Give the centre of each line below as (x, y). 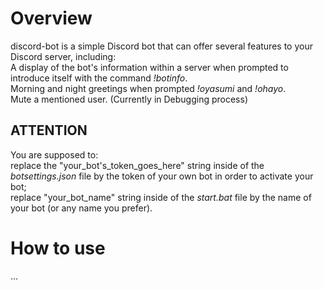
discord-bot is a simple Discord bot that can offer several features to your (161, 46)
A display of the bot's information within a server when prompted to (149, 67)
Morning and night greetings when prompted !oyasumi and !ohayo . (148, 88)
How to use (58, 248)
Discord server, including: (63, 56)
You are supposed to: (54, 154)
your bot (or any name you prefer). (81, 208)
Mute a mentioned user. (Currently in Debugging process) (129, 99)
